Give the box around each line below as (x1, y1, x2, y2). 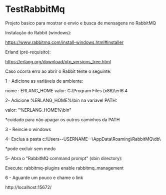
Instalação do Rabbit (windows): (5, 29, 71, 35)
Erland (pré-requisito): (5, 49, 51, 55)
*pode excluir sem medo (5, 146, 56, 152)
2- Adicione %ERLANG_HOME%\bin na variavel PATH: (5, 97, 117, 103)
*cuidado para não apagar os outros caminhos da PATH (5, 116, 120, 123)
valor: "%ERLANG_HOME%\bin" (5, 107, 71, 113)
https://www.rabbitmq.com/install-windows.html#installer (5, 39, 124, 45)
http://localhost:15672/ (5, 184, 52, 190)
